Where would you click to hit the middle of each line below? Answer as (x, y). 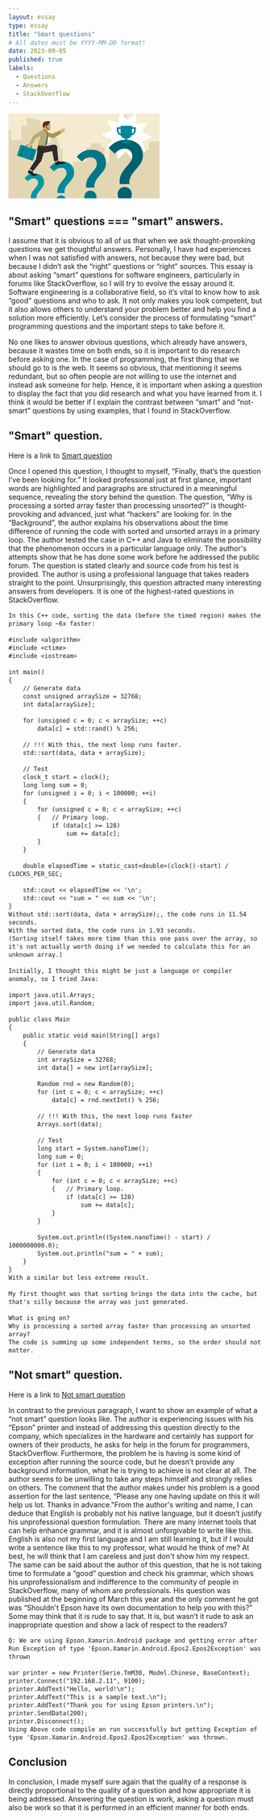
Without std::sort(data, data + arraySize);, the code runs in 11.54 (128, 914)
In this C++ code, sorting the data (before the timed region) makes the (135, 615)
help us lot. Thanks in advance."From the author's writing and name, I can (131, 1504)
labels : (21, 69)
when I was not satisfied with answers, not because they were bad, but (126, 258)
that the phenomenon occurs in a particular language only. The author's (128, 548)
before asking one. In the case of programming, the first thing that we (124, 359)
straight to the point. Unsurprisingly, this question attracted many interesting (135, 582)
